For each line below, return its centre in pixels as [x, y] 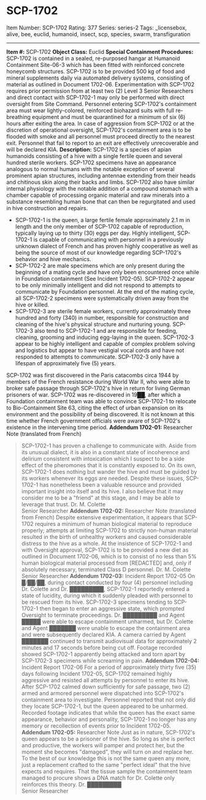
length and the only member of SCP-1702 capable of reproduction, [99, 226]
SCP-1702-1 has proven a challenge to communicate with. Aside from [109, 446]
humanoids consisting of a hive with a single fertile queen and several [94, 156]
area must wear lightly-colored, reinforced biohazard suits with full [90, 110]
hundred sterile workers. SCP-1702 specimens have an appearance [91, 162]
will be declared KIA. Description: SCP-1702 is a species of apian [89, 149]
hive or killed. [32, 305]
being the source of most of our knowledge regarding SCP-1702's [98, 253]
